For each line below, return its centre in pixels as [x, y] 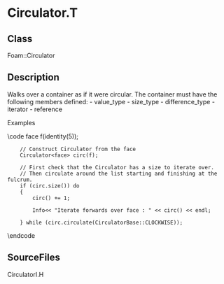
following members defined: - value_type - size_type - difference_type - [111, 101]
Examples [21, 122]
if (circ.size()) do [50, 186]
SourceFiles [34, 258]
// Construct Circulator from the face [78, 149]
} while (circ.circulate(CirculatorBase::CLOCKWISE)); [101, 222]
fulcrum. [20, 180]
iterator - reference [35, 109]
